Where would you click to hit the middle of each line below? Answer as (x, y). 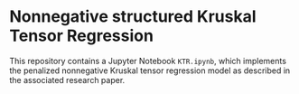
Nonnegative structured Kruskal (133, 17)
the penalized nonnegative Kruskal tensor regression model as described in (150, 70)
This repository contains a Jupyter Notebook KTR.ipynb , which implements (148, 61)
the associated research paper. (67, 80)
